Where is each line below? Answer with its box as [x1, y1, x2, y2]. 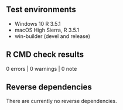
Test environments [6, 5, 76, 15]
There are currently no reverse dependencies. [6, 98, 117, 105]
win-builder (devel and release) [14, 32, 91, 40]
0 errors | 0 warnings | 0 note [6, 65, 77, 72]
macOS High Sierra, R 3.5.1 [14, 26, 79, 33]
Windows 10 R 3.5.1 [14, 20, 61, 27]
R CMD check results [6, 50, 84, 60]
